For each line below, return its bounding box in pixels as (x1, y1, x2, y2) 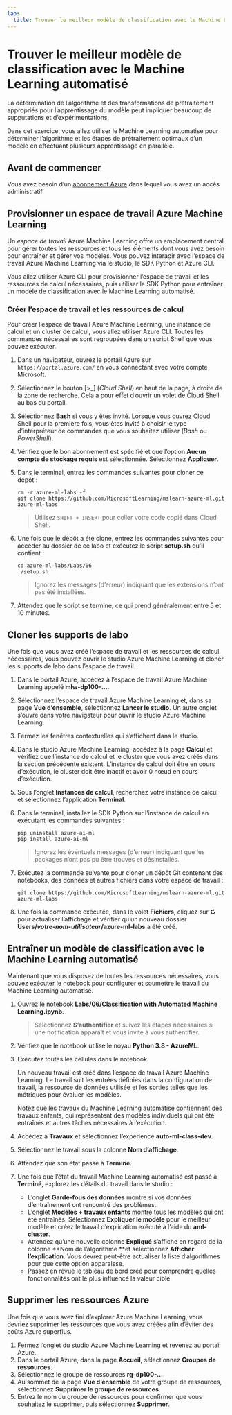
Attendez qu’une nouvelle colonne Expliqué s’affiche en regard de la (27, 1237, 222, 1245)
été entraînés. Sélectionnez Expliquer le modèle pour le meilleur (27, 1215, 211, 1224)
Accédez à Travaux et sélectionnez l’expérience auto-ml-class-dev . (17, 1131, 213, 1140)
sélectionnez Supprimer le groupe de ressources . (17, 1384, 161, 1394)
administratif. (7, 188, 45, 196)
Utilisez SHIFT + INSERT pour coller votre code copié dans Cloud (34, 514, 217, 522)
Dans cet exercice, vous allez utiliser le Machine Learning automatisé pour (7, 127, 219, 135)
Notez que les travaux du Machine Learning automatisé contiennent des (17, 1104, 222, 1112)
